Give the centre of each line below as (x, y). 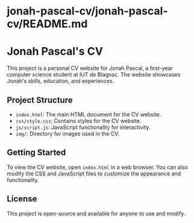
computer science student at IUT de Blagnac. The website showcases (94, 75)
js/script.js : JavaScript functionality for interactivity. (83, 127)
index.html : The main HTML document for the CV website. (88, 114)
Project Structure (40, 100)
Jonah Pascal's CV (55, 52)
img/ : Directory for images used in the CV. (67, 133)
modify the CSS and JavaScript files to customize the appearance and (94, 174)
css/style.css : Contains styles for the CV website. (78, 121)
